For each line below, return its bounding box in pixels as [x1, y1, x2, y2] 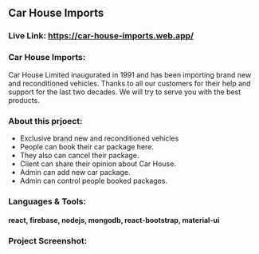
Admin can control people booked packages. [19, 176, 167, 185]
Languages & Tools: [8, 196, 86, 207]
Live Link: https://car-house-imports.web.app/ [8, 30, 194, 42]
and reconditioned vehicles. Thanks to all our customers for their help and [8, 78, 251, 88]
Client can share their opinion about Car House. [19, 159, 177, 169]
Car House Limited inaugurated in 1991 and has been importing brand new [8, 69, 252, 79]
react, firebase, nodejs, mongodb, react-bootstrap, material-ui [8, 216, 220, 225]
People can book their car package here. [19, 141, 154, 151]
